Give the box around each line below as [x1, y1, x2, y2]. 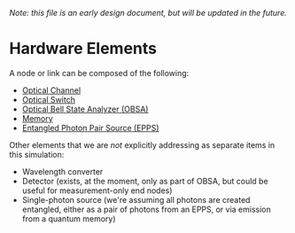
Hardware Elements [9, 39, 158, 58]
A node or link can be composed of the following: [9, 67, 190, 78]
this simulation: [9, 149, 65, 159]
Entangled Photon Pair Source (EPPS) [21, 122, 159, 133]
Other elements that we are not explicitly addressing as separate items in [9, 139, 276, 150]
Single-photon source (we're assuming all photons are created [21, 194, 251, 205]
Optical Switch [21, 94, 75, 105]
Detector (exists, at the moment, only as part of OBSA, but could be [21, 175, 268, 186]
